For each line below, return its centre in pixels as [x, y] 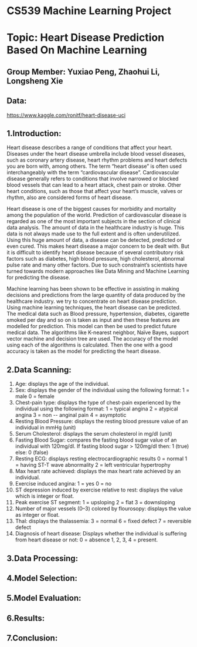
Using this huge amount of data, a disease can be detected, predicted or [94, 240]
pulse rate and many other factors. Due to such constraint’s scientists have [97, 265]
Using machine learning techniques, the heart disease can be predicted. [94, 308]
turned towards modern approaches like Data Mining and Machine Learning [98, 271]
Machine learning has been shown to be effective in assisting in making [93, 289]
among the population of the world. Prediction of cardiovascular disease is [97, 215]
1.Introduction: [34, 133]
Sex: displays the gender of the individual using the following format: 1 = [102, 390]
